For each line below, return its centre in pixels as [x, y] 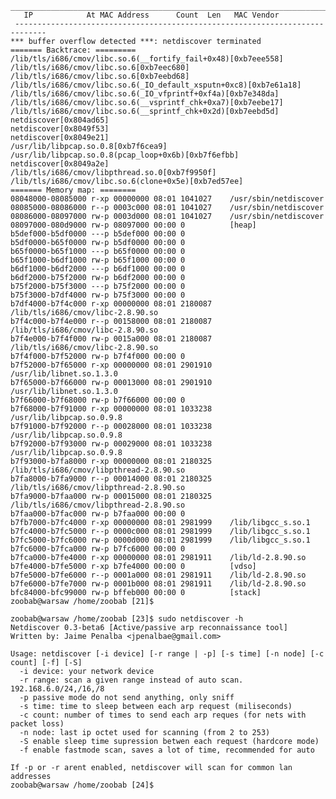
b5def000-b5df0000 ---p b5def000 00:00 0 [98, 234]
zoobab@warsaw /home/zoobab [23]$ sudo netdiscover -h [127, 619]
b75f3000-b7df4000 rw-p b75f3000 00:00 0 [98, 295]
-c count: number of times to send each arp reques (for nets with [163, 715]
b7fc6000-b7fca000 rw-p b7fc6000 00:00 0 [98, 549]
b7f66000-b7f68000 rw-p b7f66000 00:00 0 [98, 400]
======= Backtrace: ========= [73, 50]
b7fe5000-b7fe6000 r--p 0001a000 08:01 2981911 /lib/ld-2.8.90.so [158, 575]
